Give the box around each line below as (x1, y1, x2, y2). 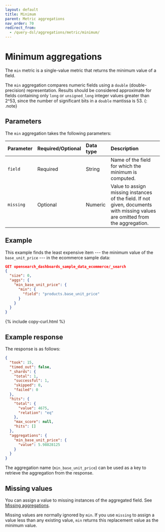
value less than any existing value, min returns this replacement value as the (5, 517, 159, 523)
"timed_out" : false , (9, 364, 52, 369)
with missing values (110, 207, 156, 214)
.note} (5, 103, 18, 109)
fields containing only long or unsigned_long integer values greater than (5, 92, 150, 98)
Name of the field (110, 156, 151, 163)
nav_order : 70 (5, 21, 34, 26)
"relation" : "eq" (18, 410, 54, 415)
